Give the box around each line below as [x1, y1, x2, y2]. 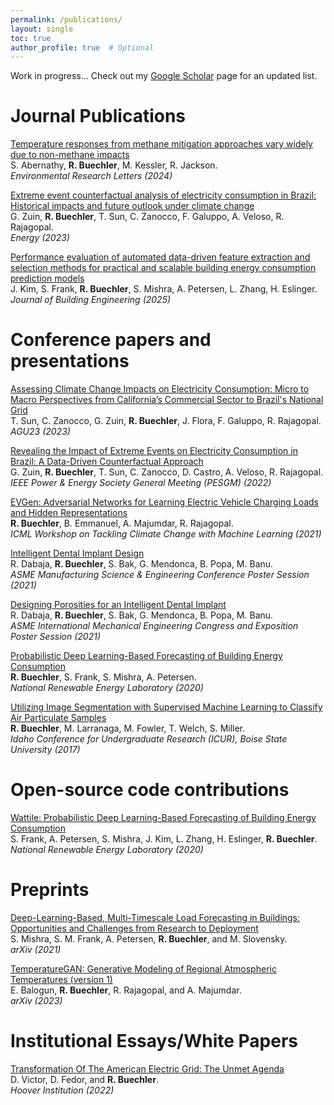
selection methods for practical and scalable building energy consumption [10, 262, 317, 274]
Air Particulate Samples [10, 712, 107, 724]
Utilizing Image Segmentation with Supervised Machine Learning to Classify [10, 701, 323, 713]
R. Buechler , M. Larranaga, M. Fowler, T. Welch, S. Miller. [10, 722, 246, 735]
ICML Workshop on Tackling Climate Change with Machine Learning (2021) [10, 528, 322, 540]
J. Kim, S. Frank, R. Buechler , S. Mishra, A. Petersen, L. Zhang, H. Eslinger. [10, 283, 318, 295]
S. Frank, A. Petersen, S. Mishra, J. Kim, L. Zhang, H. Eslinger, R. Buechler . [10, 833, 318, 845]
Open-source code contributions [10, 779, 290, 801]
